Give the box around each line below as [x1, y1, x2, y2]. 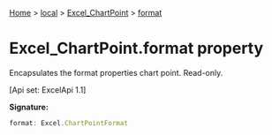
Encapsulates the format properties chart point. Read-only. [9, 67, 223, 78]
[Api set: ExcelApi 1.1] [9, 84, 87, 95]
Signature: [9, 101, 49, 112]
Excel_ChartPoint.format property [9, 39, 264, 58]
